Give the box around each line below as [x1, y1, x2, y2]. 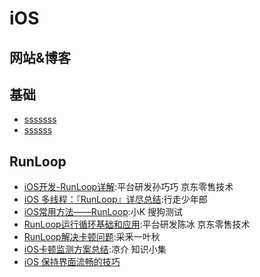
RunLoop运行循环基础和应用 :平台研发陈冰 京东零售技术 [23, 218, 251, 231]
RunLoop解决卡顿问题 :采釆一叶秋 [23, 231, 161, 243]
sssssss [23, 113, 57, 126]
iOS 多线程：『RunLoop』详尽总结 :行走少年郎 [23, 193, 208, 206]
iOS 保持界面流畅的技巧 [23, 256, 121, 268]
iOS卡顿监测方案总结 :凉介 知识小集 [23, 243, 167, 256]
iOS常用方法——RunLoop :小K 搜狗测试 [23, 206, 184, 218]
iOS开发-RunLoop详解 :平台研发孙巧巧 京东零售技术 [23, 181, 234, 193]
